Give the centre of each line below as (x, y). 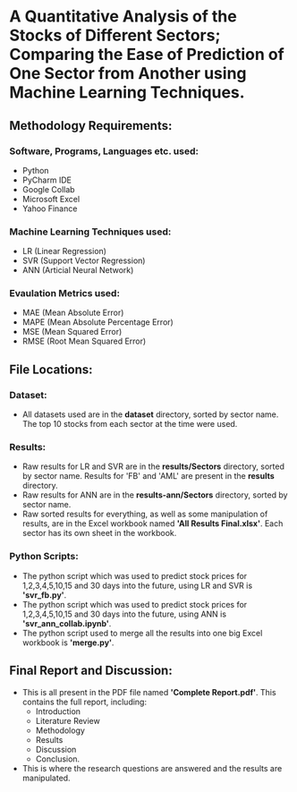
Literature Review (68, 720)
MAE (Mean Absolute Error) (73, 313)
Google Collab (48, 189)
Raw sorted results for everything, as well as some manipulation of (145, 514)
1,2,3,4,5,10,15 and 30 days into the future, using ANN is (124, 614)
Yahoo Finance (50, 209)
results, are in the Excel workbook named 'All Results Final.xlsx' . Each (153, 524)
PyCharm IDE (47, 180)
